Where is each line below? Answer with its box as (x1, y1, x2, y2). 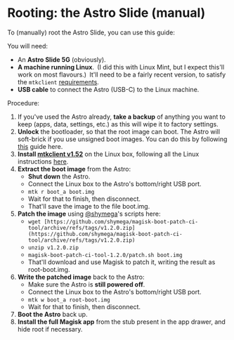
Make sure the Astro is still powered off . (27, 280, 145, 289)
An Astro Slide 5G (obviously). (17, 55, 107, 64)
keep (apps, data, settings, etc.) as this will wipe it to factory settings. (17, 119, 219, 128)
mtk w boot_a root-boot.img (27, 296, 110, 303)
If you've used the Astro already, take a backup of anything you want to (17, 112, 226, 121)
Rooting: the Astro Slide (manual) (7, 5, 206, 21)
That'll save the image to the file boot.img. (27, 202, 150, 210)
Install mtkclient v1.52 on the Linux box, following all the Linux (17, 150, 200, 158)
